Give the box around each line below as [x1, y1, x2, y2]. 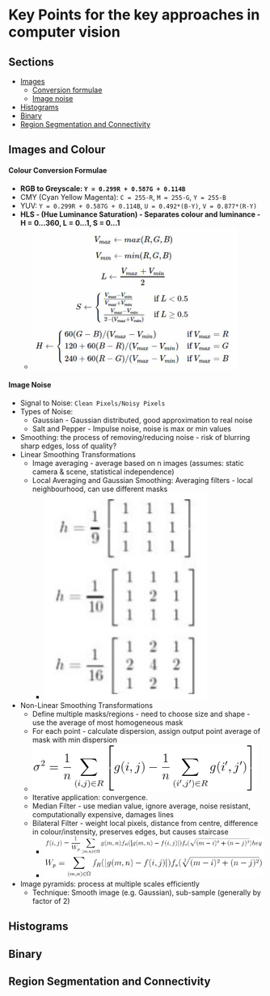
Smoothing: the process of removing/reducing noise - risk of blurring [19, 432, 251, 442]
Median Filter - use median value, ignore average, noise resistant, [32, 801, 251, 811]
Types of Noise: [19, 406, 74, 416]
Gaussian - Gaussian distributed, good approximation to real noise [32, 415, 253, 425]
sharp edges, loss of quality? [19, 441, 117, 451]
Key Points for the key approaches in [8, 6, 260, 24]
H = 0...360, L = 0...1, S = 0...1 [19, 218, 120, 227]
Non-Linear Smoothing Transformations [19, 700, 154, 710]
